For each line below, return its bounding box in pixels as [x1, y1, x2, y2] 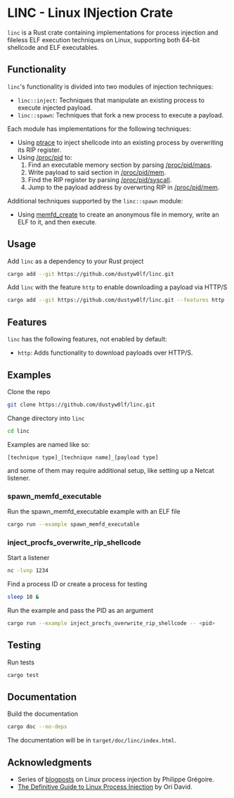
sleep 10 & [7, 593, 39, 601]
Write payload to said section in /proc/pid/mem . [27, 167, 167, 177]
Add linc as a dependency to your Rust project [7, 257, 144, 265]
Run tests [7, 658, 35, 666]
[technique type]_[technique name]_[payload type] [7, 454, 159, 461]
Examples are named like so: [7, 440, 90, 448]
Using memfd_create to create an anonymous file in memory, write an [17, 210, 219, 219]
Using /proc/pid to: [17, 153, 72, 161]
